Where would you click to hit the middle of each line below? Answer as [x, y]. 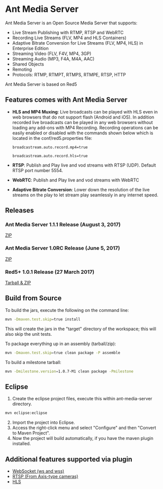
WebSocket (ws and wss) [38, 471]
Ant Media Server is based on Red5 [41, 84]
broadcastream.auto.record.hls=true [50, 156]
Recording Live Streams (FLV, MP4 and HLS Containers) [69, 38]
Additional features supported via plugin [69, 459]
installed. [21, 444]
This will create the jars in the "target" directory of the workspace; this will [81, 329]
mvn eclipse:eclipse [26, 413]
